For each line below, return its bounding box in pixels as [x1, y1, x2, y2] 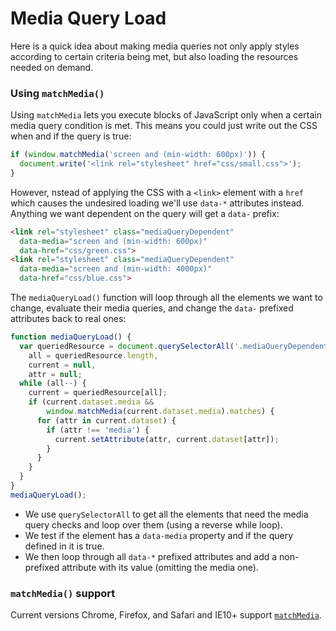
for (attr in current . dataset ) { [36, 415, 177, 426]
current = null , [28, 360, 97, 370]
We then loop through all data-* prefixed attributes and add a [24, 550, 278, 562]
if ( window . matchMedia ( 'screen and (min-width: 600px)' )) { [10, 150, 267, 160]
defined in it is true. [24, 540, 105, 552]
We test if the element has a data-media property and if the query [24, 529, 294, 541]
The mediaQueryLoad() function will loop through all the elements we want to [10, 292, 323, 304]
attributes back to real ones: [10, 313, 127, 325]
